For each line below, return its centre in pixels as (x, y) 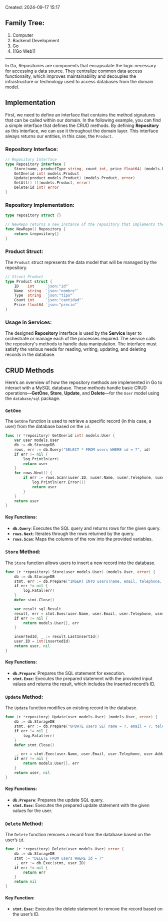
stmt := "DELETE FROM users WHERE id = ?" (59, 858)
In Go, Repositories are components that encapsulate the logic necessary (81, 65)
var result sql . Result (38, 609)
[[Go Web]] (24, 51)
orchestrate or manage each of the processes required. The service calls (80, 339)
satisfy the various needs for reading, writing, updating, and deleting (76, 349)
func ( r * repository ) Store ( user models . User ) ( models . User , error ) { (80, 572)
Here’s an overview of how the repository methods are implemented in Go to (84, 382)
